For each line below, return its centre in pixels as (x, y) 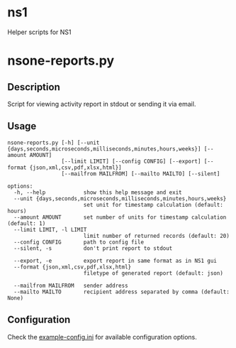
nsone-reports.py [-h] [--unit (54, 143)
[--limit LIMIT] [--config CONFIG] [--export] (131, 161)
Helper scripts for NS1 (40, 32)
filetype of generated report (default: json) (153, 273)
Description (34, 87)
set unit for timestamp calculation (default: (153, 205)
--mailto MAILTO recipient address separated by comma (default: (122, 292)
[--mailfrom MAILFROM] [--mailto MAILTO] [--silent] (141, 174)
